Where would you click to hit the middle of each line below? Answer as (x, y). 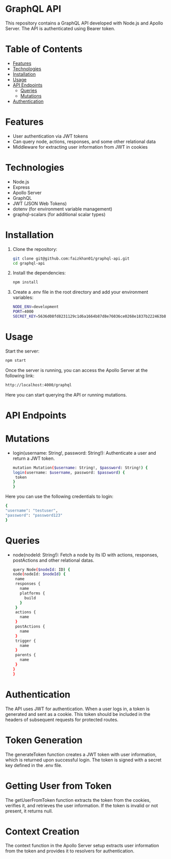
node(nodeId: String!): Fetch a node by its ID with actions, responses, (86, 554)
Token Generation (44, 740)
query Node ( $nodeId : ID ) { (41, 570)
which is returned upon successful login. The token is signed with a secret (83, 760)
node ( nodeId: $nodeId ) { (39, 574)
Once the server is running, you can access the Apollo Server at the (77, 370)
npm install (25, 282)
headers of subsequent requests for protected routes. (62, 719)
